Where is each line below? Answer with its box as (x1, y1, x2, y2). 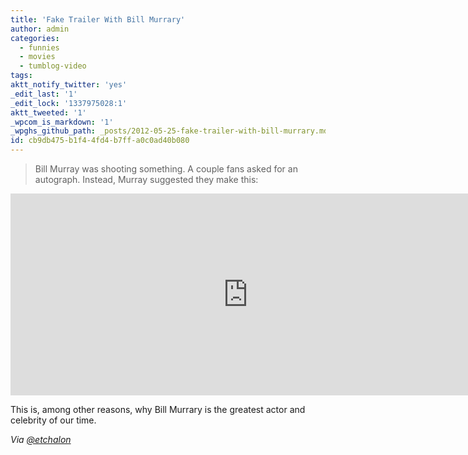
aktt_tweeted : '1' (10, 107, 87, 118)
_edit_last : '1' (10, 89, 78, 99)
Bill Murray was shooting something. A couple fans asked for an (34, 163, 298, 175)
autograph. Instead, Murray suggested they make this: (34, 174, 259, 185)
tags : (10, 71, 33, 81)
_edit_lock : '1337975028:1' (10, 98, 128, 108)
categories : (10, 33, 60, 43)
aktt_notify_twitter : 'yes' (10, 80, 128, 90)
